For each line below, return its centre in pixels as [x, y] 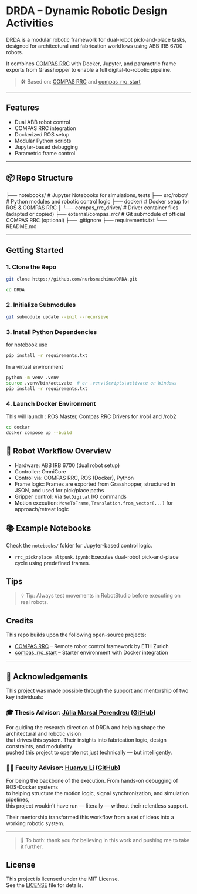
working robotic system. [35, 823]
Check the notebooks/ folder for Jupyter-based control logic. [79, 545]
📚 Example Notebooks [49, 528]
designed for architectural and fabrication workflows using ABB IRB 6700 [94, 46]
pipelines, [18, 799]
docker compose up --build [39, 433]
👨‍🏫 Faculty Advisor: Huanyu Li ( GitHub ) [63, 768]
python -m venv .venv [33, 378]
